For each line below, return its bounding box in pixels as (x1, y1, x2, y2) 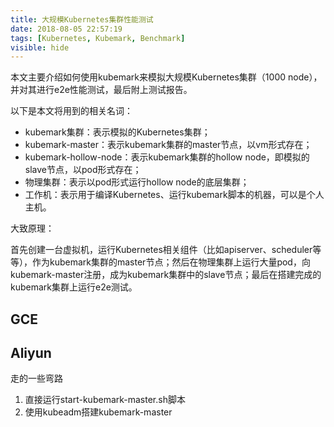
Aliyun (10, 345, 52, 362)
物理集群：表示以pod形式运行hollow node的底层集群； (24, 176, 250, 188)
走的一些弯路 (10, 372, 63, 385)
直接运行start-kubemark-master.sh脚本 (24, 394, 186, 406)
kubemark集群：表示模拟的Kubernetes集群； (24, 126, 211, 138)
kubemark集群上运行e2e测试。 (10, 281, 138, 293)
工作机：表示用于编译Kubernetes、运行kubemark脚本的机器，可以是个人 (24, 189, 325, 201)
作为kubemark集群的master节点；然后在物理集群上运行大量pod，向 (31, 256, 311, 268)
